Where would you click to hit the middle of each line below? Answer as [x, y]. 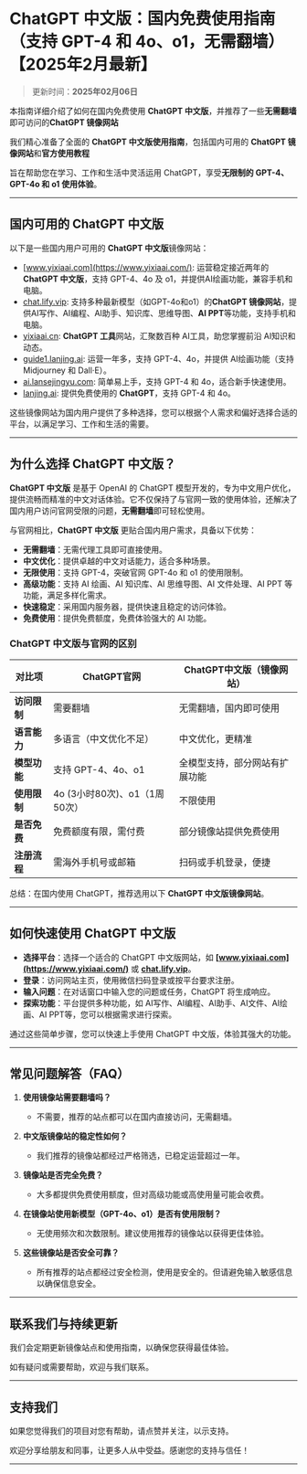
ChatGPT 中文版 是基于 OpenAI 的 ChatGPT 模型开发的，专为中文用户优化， [153, 488]
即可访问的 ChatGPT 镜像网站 [64, 122]
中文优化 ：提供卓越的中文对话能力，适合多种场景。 [119, 561]
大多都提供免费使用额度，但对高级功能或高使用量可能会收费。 [153, 1194]
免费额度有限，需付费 [99, 831]
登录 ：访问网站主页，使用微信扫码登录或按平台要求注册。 [131, 980]
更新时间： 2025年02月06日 [85, 91]
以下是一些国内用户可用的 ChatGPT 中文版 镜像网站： [109, 248]
